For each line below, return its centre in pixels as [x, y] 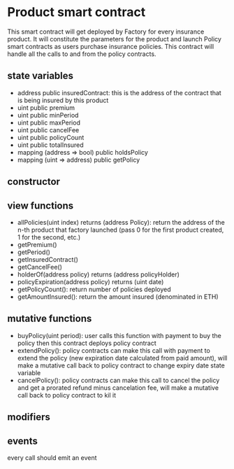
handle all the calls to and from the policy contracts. [82, 54]
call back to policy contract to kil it [67, 395]
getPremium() [37, 244]
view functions [41, 205]
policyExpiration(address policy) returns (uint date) [90, 281]
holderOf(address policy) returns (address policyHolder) [98, 274]
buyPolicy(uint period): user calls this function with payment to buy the [119, 335]
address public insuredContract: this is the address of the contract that [119, 92]
